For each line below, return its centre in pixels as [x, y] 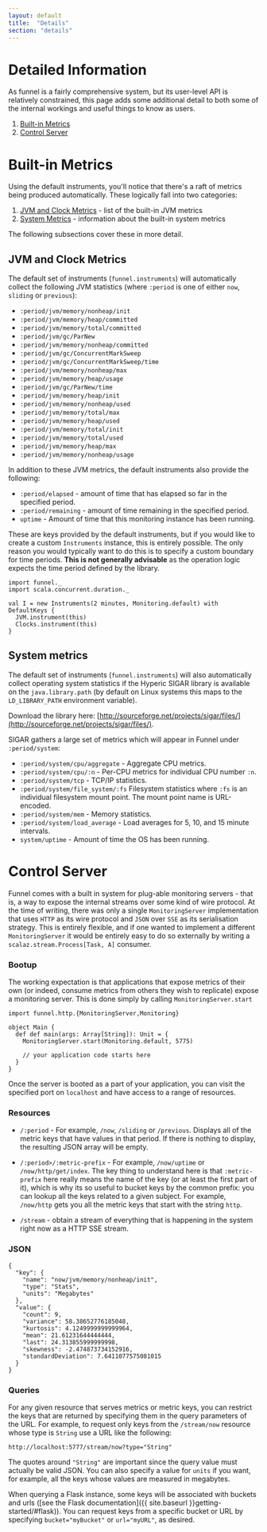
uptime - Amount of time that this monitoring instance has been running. [137, 519]
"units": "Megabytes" [58, 1293]
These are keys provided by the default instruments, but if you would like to [132, 534]
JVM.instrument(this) [51, 618]
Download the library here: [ [54, 716]
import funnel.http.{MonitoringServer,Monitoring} [94, 1014]
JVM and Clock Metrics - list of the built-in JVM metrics [111, 211]
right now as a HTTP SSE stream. [74, 1228]
